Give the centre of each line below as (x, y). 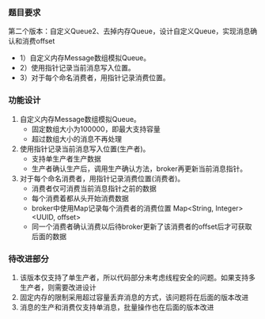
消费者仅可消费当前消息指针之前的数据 (94, 188)
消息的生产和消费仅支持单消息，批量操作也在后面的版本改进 (117, 307)
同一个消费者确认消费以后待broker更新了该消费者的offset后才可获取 (142, 226)
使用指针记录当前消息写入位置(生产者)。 (85, 149)
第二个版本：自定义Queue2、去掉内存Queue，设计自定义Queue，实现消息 (129, 31)
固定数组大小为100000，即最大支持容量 (96, 129)
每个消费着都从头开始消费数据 (80, 198)
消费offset (38, 41)
